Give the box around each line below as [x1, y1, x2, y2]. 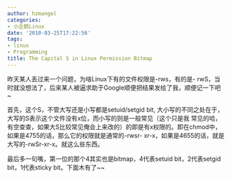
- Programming [7, 49, 48, 56]
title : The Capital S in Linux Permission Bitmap [7, 55, 153, 62]
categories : [7, 17, 41, 23]
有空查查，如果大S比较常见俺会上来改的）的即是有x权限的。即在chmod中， [7, 122, 222, 131]
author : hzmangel [7, 10, 57, 17]
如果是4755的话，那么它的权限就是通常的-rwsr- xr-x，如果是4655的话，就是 [7, 131, 225, 139]
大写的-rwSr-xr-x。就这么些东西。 [7, 139, 104, 148]
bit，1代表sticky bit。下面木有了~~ [7, 163, 106, 171]
